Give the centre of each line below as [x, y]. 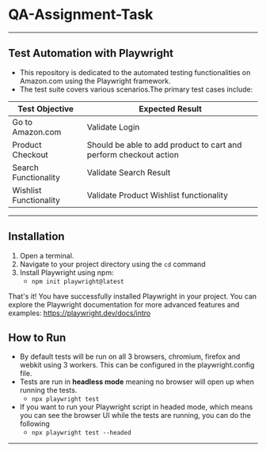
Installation [36, 237]
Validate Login [113, 126]
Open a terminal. [47, 255]
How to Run [37, 337]
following [34, 424]
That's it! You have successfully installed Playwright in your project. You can [133, 296]
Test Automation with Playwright [91, 53]
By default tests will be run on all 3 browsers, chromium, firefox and [130, 356]
